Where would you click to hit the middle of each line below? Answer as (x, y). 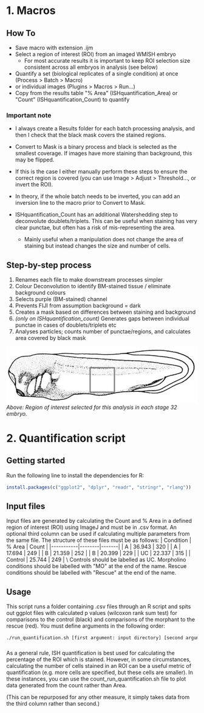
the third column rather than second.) (53, 703)
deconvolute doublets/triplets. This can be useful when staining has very (106, 221)
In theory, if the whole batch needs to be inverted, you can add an (97, 196)
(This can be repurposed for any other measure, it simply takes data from (98, 697)
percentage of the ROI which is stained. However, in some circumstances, (99, 659)
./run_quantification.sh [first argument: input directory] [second (95, 638)
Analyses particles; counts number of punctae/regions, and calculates (103, 332)
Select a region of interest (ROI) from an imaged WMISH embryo (95, 54)
